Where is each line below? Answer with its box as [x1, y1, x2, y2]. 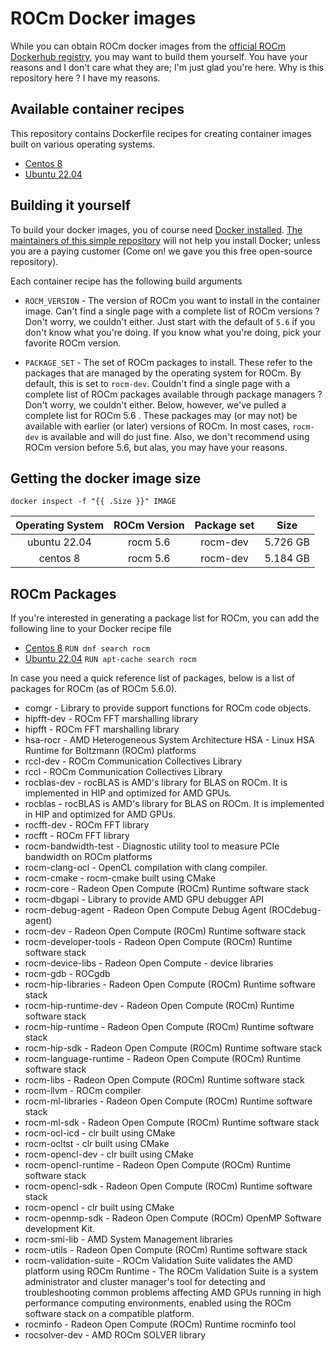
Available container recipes [10, 101, 185, 118]
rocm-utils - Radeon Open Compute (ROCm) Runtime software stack [24, 1244, 308, 1256]
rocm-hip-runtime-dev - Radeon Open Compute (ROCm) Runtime [24, 1000, 295, 1012]
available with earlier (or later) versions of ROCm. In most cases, [24, 420, 290, 432]
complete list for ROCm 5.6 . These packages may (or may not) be [24, 409, 298, 421]
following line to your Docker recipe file [10, 623, 172, 635]
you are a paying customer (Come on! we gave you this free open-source [10, 245, 313, 257]
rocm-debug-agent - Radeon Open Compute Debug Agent [24, 904, 267, 916]
